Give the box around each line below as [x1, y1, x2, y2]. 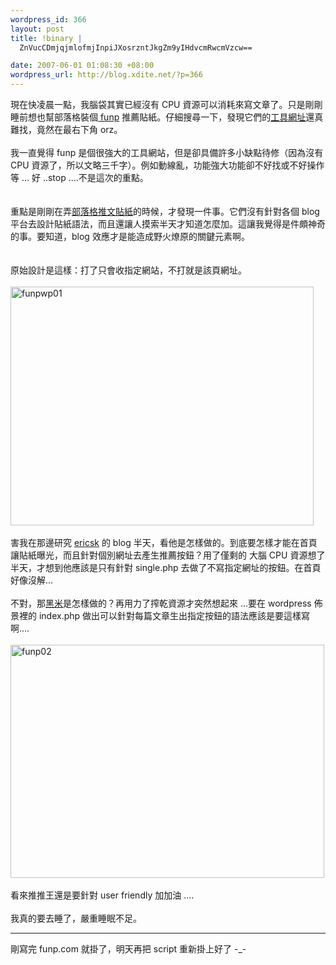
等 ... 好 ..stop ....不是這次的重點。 [10, 172, 149, 183]
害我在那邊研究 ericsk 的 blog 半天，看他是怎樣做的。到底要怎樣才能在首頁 [10, 537, 318, 548]
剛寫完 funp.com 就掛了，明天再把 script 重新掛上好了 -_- [10, 943, 247, 955]
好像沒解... [10, 574, 54, 586]
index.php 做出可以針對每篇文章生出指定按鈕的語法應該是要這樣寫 [38, 610, 311, 621]
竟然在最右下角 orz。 [36, 124, 123, 135]
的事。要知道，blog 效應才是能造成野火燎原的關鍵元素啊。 [10, 231, 250, 242]
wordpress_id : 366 [10, 14, 87, 25]
